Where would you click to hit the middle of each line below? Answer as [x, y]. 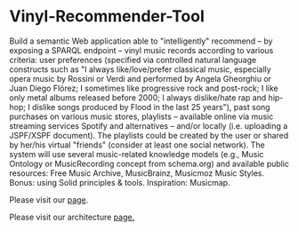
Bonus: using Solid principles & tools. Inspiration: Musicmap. [120, 182]
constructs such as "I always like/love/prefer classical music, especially [140, 69]
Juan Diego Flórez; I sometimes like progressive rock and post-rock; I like [144, 88]
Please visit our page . [49, 199]
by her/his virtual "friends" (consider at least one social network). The [137, 145]
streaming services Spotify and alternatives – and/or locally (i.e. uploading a [149, 125]
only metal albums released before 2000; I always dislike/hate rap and [138, 97]
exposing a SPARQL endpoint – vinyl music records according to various [141, 50]
